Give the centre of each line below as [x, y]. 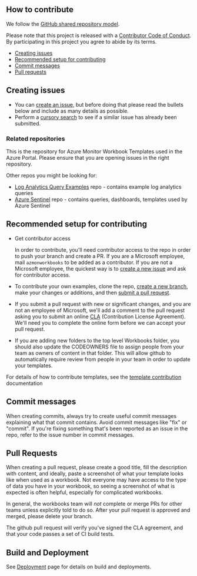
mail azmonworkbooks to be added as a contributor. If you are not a [94, 262]
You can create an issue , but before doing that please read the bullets [99, 104]
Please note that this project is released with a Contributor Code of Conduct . [99, 35]
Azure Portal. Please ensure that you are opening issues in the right [88, 157]
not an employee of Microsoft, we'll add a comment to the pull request [100, 310]
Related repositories [36, 139]
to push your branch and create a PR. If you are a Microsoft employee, [100, 256]
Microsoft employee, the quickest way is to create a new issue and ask [100, 268]
